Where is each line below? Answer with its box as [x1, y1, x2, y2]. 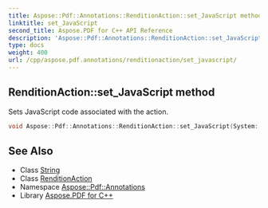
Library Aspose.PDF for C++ [19, 190, 114, 200]
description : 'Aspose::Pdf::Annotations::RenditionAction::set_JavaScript [8, 33, 262, 42]
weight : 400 [8, 49, 48, 57]
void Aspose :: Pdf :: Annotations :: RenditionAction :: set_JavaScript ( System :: [8, 122, 262, 130]
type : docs [8, 41, 45, 49]
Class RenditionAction [19, 174, 93, 183]
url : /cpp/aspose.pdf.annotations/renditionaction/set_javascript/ [8, 57, 238, 65]
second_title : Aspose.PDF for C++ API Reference [8, 26, 173, 34]
